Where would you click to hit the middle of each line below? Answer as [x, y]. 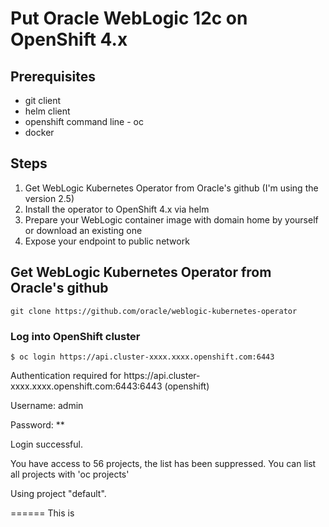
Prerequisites [53, 76]
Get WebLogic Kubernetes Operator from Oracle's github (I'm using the [171, 188]
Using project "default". [58, 493]
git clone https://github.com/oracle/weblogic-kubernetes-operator [154, 311]
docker [39, 132]
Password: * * [37, 424]
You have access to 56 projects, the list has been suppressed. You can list [163, 463]
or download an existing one [83, 230]
